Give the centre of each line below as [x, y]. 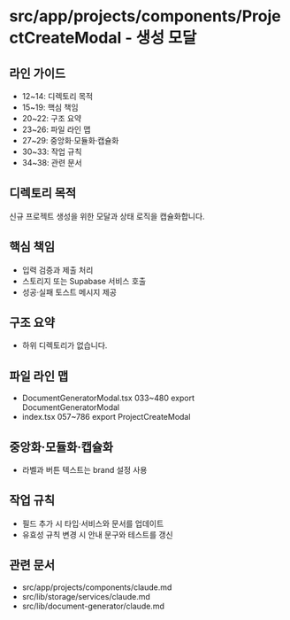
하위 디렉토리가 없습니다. [65, 345]
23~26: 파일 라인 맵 [56, 129]
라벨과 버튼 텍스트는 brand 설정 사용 [84, 470]
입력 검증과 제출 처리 [57, 270]
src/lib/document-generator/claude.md [93, 606]
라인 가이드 [38, 73]
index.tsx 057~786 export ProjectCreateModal [106, 417]
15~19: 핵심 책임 [50, 107]
